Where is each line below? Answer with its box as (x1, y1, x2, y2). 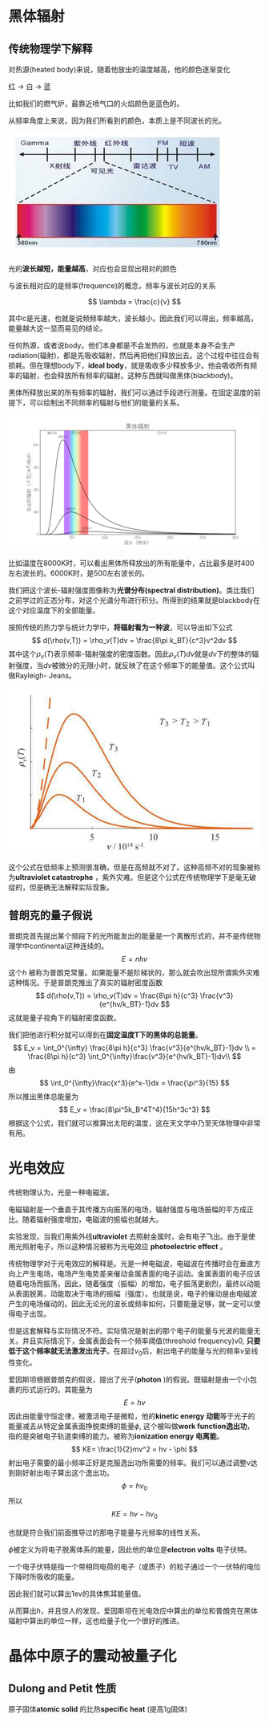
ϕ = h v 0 (121, 1480, 148, 1492)
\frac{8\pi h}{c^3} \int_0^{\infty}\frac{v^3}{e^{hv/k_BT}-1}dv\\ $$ (27, 1051, 242, 1060)
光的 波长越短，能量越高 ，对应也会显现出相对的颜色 (8, 264, 177, 273)
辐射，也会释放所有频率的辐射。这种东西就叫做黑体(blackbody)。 (22, 371, 238, 380)
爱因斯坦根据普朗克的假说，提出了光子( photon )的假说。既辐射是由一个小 (8, 1374, 251, 1384)
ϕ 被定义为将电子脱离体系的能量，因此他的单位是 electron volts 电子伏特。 (8, 1545, 251, 1554)
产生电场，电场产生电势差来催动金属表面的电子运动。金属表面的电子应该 (22, 1268, 261, 1278)
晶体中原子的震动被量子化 (8, 1647, 178, 1666)
